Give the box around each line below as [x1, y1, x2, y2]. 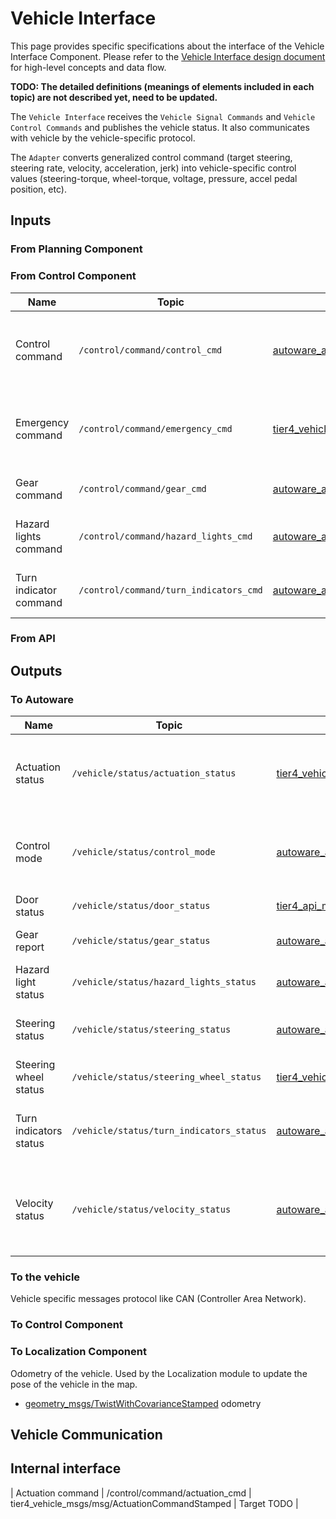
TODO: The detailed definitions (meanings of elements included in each [10, 80, 315, 92]
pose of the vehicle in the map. [10, 1378, 138, 1390]
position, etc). [10, 183, 67, 195]
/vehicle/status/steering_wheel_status [71, 1072, 262, 1083]
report [15, 940, 45, 954]
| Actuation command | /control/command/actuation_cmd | [10, 1487, 252, 1499]
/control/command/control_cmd [78, 344, 223, 356]
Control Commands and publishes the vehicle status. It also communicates [10, 121, 310, 133]
